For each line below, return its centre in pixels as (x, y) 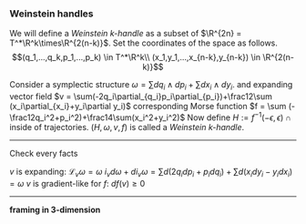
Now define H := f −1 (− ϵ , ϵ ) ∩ (239, 117)
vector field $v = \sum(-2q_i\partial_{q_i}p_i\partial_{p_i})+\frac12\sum (141, 97)
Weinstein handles (51, 14)
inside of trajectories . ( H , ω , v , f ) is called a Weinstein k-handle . (127, 127)
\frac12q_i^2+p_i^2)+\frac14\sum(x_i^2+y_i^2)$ (97, 117)
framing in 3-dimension (55, 209)
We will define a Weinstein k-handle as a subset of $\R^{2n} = (126, 34)
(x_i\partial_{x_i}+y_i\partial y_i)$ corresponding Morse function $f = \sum (148, 107)
